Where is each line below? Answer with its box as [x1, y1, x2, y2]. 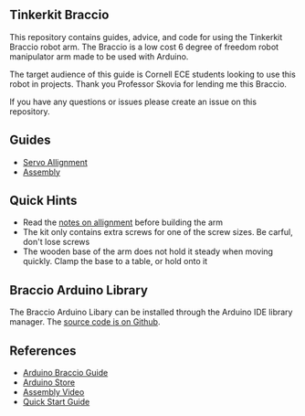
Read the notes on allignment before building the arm [22, 217, 224, 228]
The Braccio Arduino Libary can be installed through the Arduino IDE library [9, 306, 293, 318]
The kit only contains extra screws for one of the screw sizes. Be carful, [22, 227, 294, 238]
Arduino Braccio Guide [22, 368, 109, 379]
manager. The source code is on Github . [9, 316, 161, 327]
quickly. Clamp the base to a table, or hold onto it [22, 256, 208, 267]
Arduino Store [22, 377, 76, 388]
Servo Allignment [22, 156, 89, 167]
